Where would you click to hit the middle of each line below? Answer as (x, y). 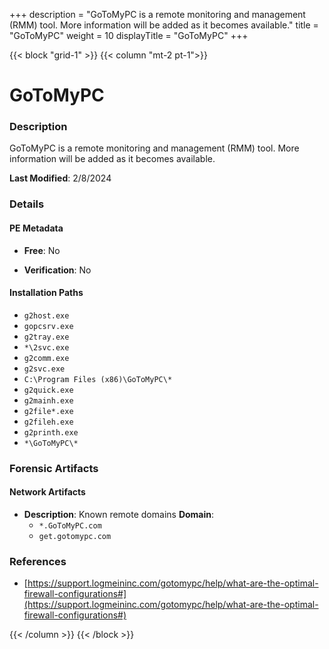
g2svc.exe (44, 369)
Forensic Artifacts (54, 468)
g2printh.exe (51, 432)
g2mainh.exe (48, 400)
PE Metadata (36, 228)
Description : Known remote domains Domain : (119, 514)
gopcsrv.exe (48, 326)
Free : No (42, 250)
